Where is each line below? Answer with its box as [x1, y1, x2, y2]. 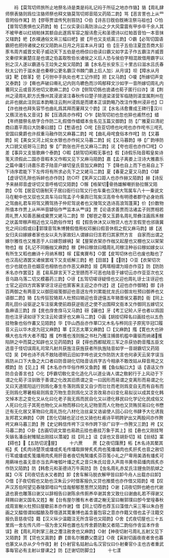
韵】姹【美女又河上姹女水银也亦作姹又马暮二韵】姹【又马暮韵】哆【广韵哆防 [5, 137, 164, 143]
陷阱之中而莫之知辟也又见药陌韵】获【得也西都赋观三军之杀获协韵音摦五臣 [5, 339, 159, 345]
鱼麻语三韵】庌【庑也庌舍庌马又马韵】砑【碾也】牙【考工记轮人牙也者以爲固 [5, 308, 164, 313]
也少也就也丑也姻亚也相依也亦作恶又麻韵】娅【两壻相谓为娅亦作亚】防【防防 [5, 263, 164, 269]
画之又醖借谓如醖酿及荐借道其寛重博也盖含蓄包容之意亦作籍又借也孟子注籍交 [5, 510, 164, 515]
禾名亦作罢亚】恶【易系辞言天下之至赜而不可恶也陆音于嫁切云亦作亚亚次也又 [5, 270, 164, 275]
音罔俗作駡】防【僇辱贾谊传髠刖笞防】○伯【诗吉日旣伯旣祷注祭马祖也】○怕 [5, 17, 163, 23]
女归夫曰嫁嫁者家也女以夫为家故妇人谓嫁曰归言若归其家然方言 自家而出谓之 [5, 232, 164, 237]
